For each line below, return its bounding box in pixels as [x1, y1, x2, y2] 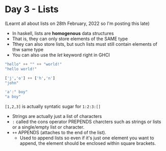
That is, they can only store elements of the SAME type [12, 36, 128, 42]
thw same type [12, 46, 44, 52]
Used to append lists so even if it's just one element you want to [19, 135, 154, 141]
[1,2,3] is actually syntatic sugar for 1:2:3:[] [5, 103, 101, 110]
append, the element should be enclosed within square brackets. [19, 140, 156, 146]
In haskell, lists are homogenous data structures [12, 30, 114, 36]
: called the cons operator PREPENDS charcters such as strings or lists [12, 118, 161, 125]
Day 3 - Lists [5, 4, 59, 15]
